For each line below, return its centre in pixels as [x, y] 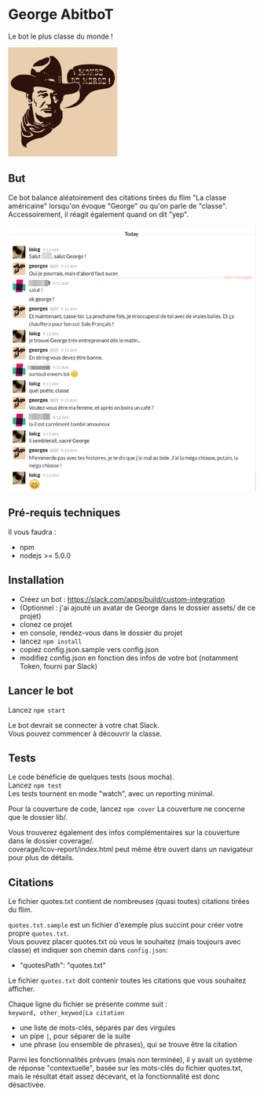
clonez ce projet [46, 624]
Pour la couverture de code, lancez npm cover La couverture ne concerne [126, 809]
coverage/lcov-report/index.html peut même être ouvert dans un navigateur [131, 849]
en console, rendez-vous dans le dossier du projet [101, 633]
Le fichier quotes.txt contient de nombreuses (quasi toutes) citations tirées [129, 902]
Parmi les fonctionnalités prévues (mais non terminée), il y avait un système [130, 1060]
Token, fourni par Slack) [59, 666]
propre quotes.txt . [38, 933]
